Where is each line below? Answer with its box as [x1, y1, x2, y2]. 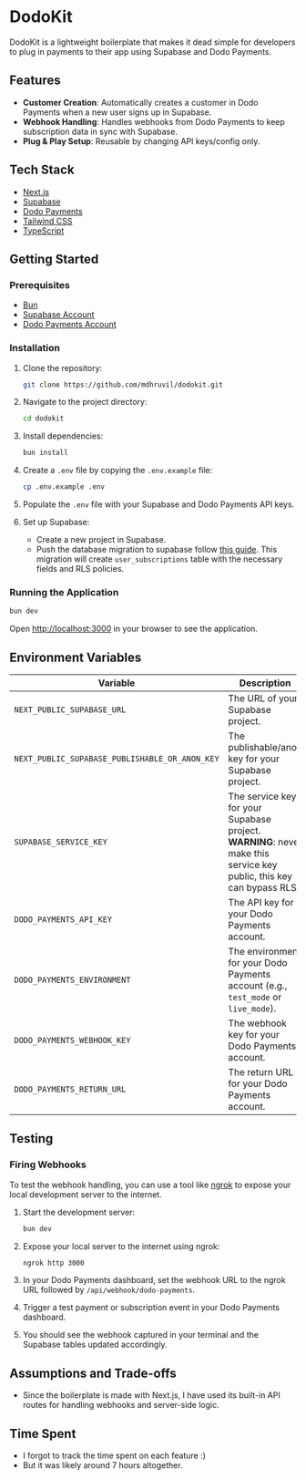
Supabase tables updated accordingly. [22, 1339, 168, 1351]
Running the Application [9, 585, 119, 598]
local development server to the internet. [9, 1188, 162, 1200]
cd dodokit [22, 414, 65, 423]
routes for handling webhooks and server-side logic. [22, 1400, 220, 1411]
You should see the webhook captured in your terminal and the [22, 1330, 260, 1340]
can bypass [228, 882, 278, 895]
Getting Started [9, 251, 99, 266]
